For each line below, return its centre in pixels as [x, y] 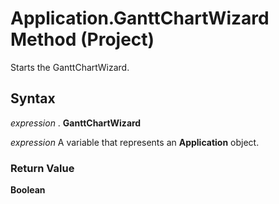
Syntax [33, 98]
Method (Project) [82, 39]
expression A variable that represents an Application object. [135, 142]
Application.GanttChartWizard [140, 18]
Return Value [42, 168]
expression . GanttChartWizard [76, 123]
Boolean [28, 190]
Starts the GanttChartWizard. [70, 67]
